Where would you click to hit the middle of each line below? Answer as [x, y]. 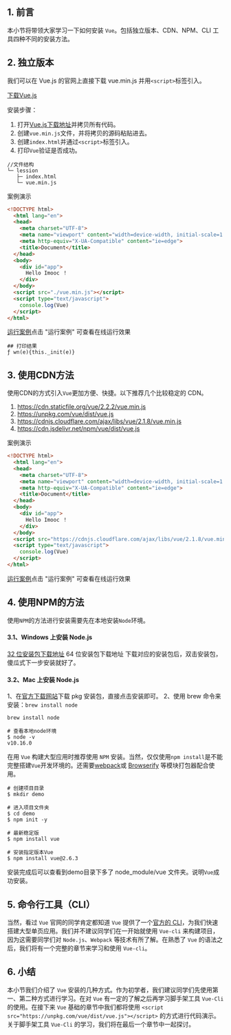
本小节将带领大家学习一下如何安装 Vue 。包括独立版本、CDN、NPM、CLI [109, 30]
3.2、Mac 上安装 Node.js [43, 679]
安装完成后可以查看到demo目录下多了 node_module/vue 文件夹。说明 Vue [110, 872]
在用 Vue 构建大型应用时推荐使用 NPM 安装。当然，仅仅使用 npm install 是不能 [115, 757]
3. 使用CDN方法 [41, 375]
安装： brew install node [42, 705]
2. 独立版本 [31, 63]
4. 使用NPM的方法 [46, 602]
